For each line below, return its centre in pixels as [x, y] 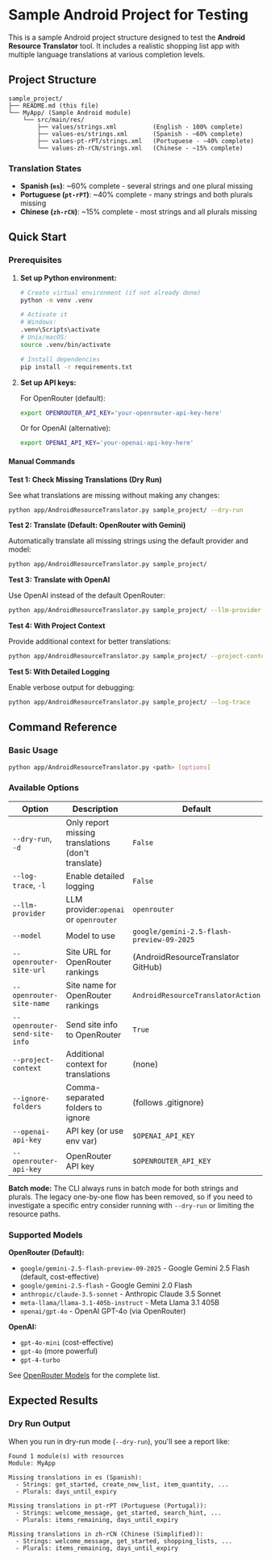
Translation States [45, 168]
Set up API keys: [48, 383]
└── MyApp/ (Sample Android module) [70, 112]
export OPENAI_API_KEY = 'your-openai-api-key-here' [107, 443]
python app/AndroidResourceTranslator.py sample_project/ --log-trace [129, 702]
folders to [84, 1107]
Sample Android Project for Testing [128, 15]
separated [85, 1097]
